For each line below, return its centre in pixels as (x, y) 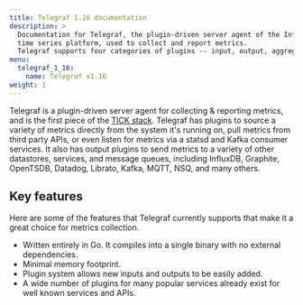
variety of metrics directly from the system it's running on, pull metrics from (150, 129)
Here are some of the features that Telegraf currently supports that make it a (151, 218)
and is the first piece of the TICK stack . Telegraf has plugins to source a (143, 120)
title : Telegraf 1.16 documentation (78, 18)
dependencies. (50, 254)
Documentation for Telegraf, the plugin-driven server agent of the (149, 34)
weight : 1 (28, 85)
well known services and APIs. (79, 293)
